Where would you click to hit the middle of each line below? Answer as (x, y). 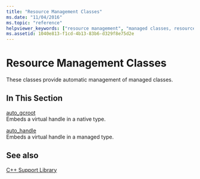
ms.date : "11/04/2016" (34, 17)
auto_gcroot (21, 112)
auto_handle (21, 130)
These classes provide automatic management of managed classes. (90, 80)
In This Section (35, 98)
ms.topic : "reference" (34, 23)
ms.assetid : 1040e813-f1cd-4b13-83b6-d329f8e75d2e (70, 34)
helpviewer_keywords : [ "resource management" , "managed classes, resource (101, 28)
